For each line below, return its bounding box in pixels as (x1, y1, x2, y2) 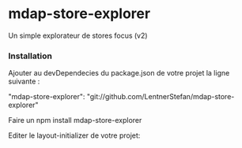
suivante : (8, 76, 40, 87)
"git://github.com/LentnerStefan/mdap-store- (86, 92, 235, 102)
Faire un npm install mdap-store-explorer (8, 116, 142, 125)
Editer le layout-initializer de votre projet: (8, 131, 141, 140)
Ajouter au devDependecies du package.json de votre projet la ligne (8, 68, 230, 78)
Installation (8, 50, 53, 61)
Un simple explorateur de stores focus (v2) (8, 31, 148, 40)
